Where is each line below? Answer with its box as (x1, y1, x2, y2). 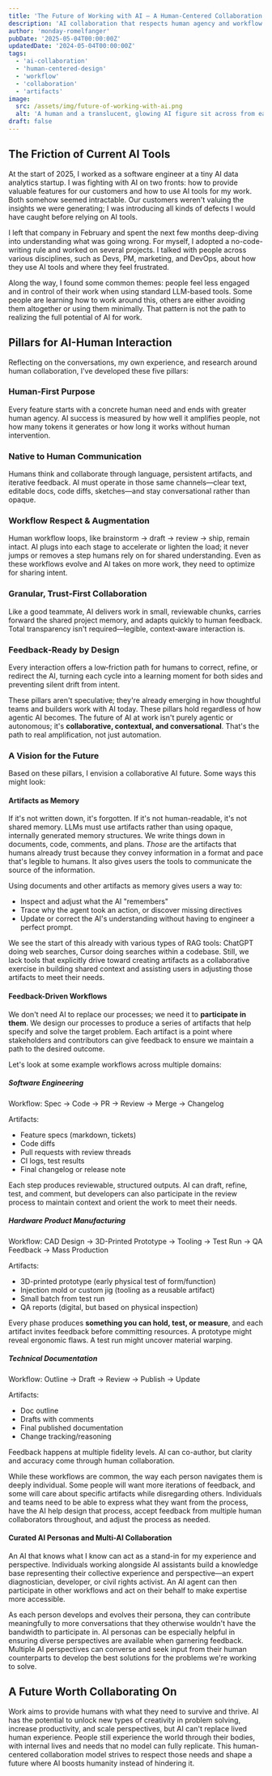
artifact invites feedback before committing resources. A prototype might (8, 1326, 253, 1336)
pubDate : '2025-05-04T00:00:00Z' (8, 34, 121, 43)
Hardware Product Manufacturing (8, 1216, 126, 1226)
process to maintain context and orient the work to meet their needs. (8, 1197, 237, 1207)
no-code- (231, 236, 263, 246)
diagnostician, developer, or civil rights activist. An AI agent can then (8, 1577, 237, 1586)
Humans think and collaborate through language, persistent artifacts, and (8, 469, 253, 479)
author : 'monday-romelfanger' (8, 27, 111, 35)
